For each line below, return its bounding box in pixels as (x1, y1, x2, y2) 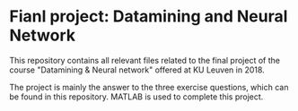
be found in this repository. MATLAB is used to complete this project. (9, 91, 264, 102)
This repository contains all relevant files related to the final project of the (9, 55, 281, 65)
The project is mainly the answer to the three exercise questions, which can (9, 81, 289, 92)
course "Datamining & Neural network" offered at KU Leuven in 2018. (9, 64, 265, 75)
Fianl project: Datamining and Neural (9, 6, 288, 27)
